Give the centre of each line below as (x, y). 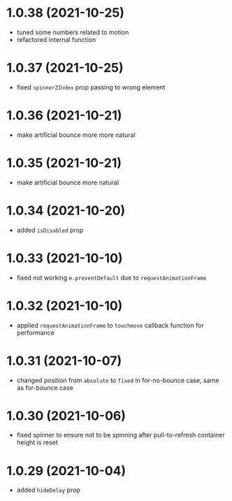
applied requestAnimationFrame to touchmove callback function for (110, 325)
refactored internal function (56, 39)
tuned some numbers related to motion (73, 32)
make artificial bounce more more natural (76, 135)
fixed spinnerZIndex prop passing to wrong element (91, 87)
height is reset (37, 442)
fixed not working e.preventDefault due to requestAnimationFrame (111, 277)
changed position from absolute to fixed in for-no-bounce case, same (118, 380)
